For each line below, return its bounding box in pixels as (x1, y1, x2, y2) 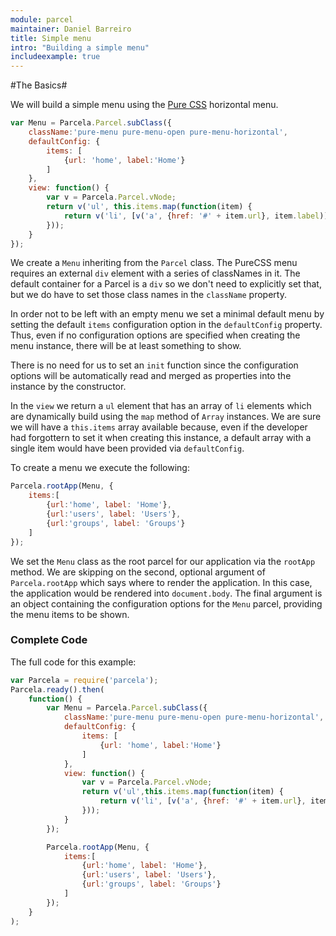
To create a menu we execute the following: (10, 462, 190, 474)
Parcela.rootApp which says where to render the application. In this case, (10, 576, 313, 588)
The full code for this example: (10, 656, 137, 668)
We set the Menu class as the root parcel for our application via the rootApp (10, 555, 316, 567)
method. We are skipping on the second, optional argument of (10, 566, 266, 578)
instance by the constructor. (10, 381, 127, 393)
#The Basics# (10, 79, 68, 91)
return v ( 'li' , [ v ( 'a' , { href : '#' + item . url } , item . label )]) (63, 211, 333, 221)
